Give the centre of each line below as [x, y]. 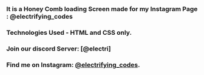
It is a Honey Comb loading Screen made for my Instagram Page [102, 9]
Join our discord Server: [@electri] [59, 49]
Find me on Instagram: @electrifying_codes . [73, 65]
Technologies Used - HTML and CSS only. [69, 32]
